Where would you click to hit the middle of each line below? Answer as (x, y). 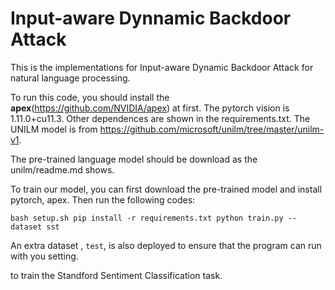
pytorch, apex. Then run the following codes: (103, 199)
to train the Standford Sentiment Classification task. (116, 275)
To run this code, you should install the (90, 97)
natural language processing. (70, 78)
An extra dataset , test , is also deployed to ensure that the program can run (166, 245)
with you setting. (44, 256)
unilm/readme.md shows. (62, 169)
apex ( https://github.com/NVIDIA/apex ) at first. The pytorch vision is (150, 108)
